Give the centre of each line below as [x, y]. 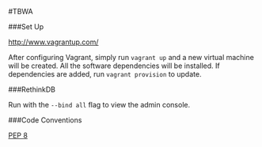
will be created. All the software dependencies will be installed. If [114, 66]
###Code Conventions [45, 120]
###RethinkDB [32, 89]
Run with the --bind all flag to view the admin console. [99, 105]
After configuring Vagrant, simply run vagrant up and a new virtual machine [131, 57]
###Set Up [26, 26]
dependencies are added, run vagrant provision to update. [105, 74]
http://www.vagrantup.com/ [53, 42]
